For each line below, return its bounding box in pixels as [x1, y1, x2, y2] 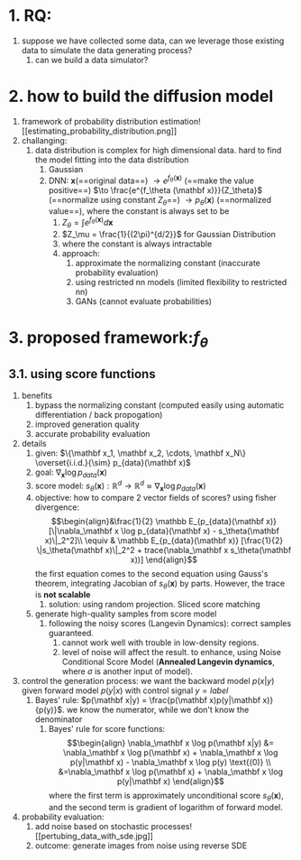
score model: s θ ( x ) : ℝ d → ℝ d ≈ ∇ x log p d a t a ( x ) [34, 479, 206, 493]
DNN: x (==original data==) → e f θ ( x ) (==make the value [48, 173, 254, 186]
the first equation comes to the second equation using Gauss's [34, 568, 269, 578]
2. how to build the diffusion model [8, 87, 274, 106]
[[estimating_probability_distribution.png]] [21, 125, 178, 136]
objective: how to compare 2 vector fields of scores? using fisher [34, 492, 277, 503]
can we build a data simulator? [34, 54, 149, 65]
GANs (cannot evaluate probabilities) [75, 295, 213, 307]
